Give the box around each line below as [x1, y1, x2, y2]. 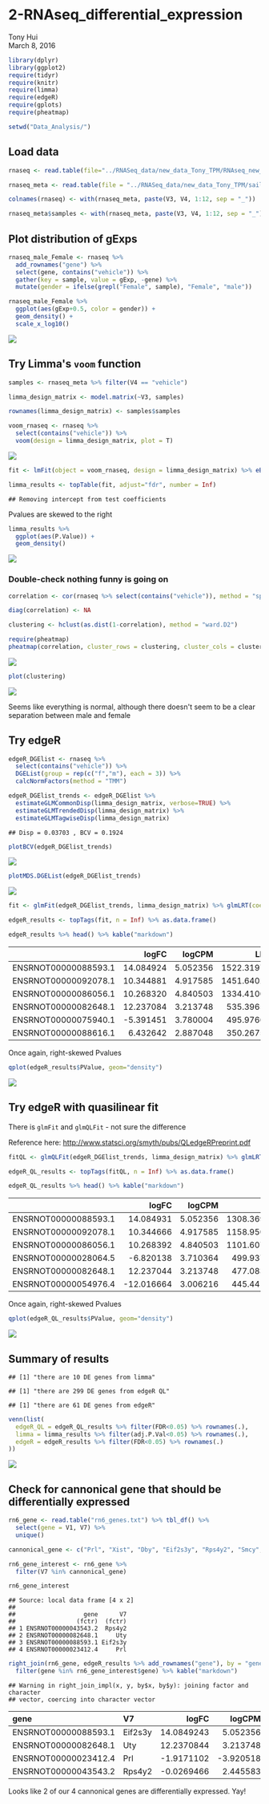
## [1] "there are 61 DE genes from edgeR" [8, 1401, 156, 1409]
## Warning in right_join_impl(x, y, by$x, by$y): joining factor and [8, 1682, 249, 1690]
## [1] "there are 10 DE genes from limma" [8, 1373, 156, 1381]
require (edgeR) [8, 94, 59, 102]
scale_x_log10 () [15, 319, 70, 328]
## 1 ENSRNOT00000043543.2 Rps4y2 [8, 1624, 127, 1633]
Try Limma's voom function [8, 357, 142, 371]
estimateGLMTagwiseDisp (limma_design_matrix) [15, 814, 171, 822]
